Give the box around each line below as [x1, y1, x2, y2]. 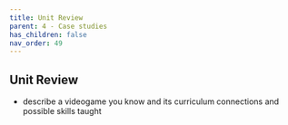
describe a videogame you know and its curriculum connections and [22, 96, 280, 107]
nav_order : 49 [9, 38, 64, 48]
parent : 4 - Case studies [9, 22, 107, 31]
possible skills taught [22, 106, 102, 117]
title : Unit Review [9, 13, 84, 23]
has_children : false [9, 30, 88, 39]
